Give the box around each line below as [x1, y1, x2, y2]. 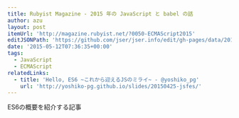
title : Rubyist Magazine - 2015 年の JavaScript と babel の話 [7, 10, 193, 18]
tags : [7, 50, 23, 57]
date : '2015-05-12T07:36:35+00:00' [7, 43, 113, 50]
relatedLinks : [7, 69, 50, 76]
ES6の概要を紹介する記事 [7, 103, 82, 112]
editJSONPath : [7, 37, 50, 44]
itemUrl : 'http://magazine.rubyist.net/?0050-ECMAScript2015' [7, 30, 196, 37]
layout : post [7, 23, 46, 30]
